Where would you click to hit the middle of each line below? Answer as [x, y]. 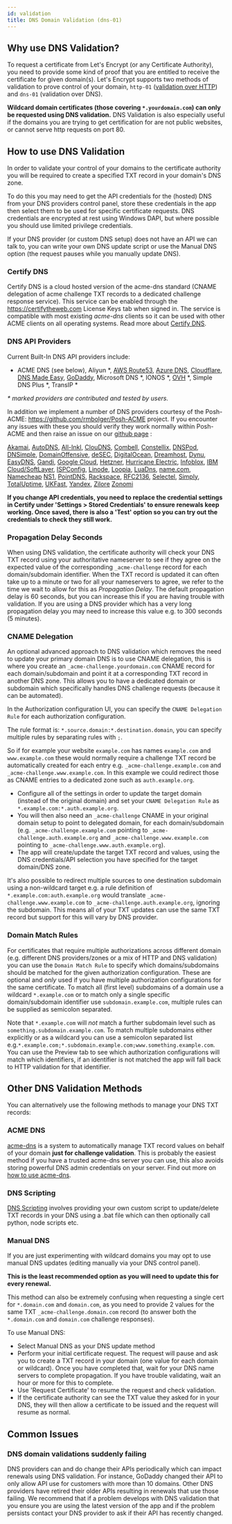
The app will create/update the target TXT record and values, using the [118, 852]
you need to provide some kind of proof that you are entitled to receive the [114, 72]
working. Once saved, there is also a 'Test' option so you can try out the [113, 512]
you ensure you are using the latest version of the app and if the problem [111, 1506]
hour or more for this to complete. [65, 1383]
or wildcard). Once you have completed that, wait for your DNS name [116, 1368]
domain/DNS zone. [44, 867]
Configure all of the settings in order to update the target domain [109, 794]
